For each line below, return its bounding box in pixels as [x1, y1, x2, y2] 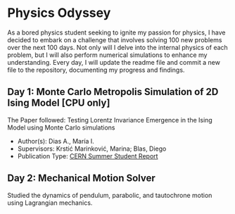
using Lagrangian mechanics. [7, 199, 93, 207]
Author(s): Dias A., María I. [17, 137, 95, 145]
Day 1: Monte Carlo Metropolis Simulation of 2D [7, 86, 219, 98]
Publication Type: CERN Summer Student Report [17, 151, 158, 160]
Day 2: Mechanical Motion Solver [7, 172, 156, 184]
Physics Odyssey [7, 5, 111, 21]
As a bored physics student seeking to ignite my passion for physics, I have [7, 28, 227, 37]
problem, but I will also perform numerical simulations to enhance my [7, 51, 208, 59]
